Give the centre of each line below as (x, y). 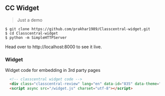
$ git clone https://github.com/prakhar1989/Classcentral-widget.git (78, 29)
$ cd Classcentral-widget (31, 33)
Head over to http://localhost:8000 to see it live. (54, 47)
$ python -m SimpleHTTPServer (36, 37)
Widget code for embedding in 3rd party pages (53, 70)
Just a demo (30, 20)
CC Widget (22, 8)
